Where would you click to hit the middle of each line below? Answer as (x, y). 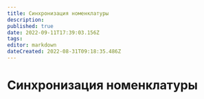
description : (26, 20)
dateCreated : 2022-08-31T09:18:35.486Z (64, 52)
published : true (30, 26)
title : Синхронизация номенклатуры (58, 13)
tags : (15, 39)
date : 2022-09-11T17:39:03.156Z (53, 32)
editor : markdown (32, 45)
